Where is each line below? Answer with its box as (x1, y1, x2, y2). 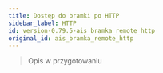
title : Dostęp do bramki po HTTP (8, 11, 120, 20)
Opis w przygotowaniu (27, 56, 102, 66)
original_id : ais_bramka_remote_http (8, 34, 134, 43)
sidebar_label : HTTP (8, 19, 78, 27)
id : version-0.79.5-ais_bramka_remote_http (8, 26, 156, 34)
